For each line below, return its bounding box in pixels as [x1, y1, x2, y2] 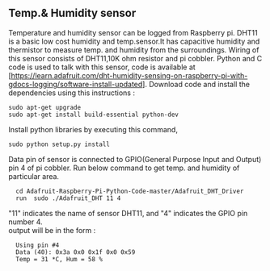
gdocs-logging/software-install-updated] [8, 79, 146, 89]
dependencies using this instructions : [8, 88, 136, 98]
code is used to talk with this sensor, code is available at [8, 62, 196, 72]
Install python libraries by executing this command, [8, 124, 178, 134]
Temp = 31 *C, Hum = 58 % [15, 255, 103, 263]
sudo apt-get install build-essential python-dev [8, 110, 179, 119]
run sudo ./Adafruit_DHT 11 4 [15, 194, 121, 202]
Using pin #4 [15, 241, 60, 249]
